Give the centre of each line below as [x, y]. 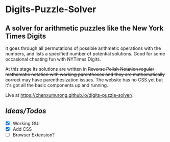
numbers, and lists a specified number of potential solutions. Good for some [85, 54]
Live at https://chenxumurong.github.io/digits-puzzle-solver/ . [69, 95]
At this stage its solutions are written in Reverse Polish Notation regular [80, 69]
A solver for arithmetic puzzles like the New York [84, 28]
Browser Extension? [34, 135]
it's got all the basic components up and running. [57, 85]
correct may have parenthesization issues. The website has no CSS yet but [84, 80]
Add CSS [22, 129]
